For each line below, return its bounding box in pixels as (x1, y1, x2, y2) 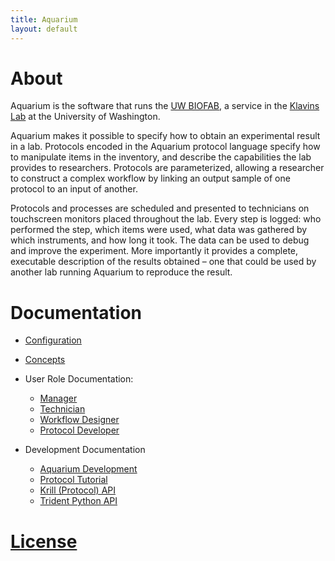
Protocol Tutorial (39, 474, 108, 486)
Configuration (24, 334, 82, 346)
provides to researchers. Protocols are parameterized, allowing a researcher (10, 162, 325, 174)
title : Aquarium (10, 14, 78, 25)
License (10, 530, 78, 553)
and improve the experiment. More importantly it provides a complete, (10, 245, 299, 257)
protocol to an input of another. (10, 183, 138, 195)
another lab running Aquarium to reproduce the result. (10, 266, 233, 278)
